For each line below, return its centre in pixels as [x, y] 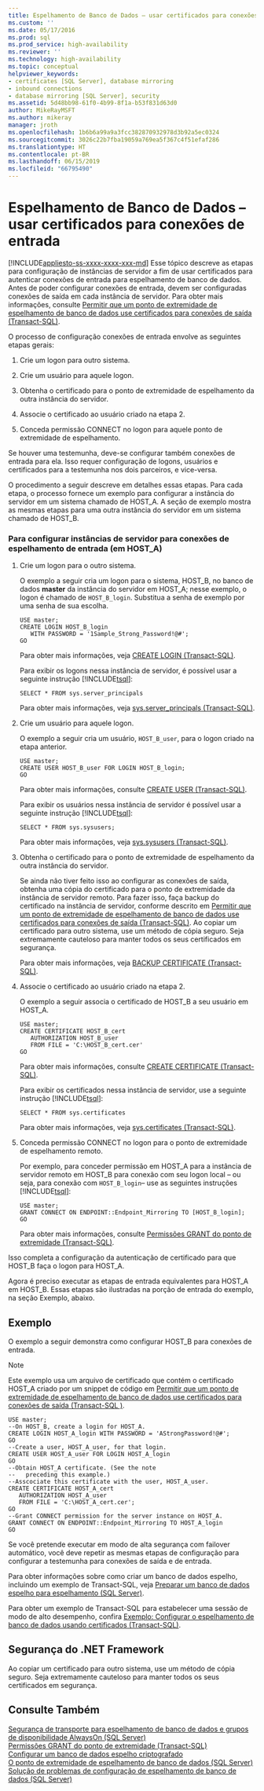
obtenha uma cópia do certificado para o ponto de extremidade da [127, 890]
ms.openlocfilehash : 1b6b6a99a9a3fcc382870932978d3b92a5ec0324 [114, 132]
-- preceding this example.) [59, 1475]
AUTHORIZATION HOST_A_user [63, 1496]
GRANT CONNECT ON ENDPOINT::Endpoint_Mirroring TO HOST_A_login [115, 1523]
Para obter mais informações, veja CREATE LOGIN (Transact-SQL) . [127, 655]
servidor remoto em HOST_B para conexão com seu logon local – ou [130, 1175]
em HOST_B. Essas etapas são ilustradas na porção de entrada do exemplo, [131, 1290]
